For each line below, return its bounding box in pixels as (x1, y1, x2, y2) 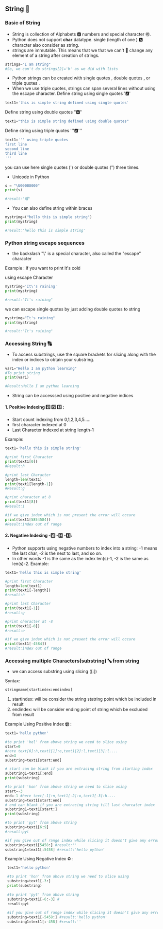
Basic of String (5, 19, 41, 26)
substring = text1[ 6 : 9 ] (5, 825, 49, 830)
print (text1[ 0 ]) (5, 459, 38, 464)
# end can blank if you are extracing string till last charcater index (5, 802, 155, 807)
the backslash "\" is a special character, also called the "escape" (12, 251, 141, 256)
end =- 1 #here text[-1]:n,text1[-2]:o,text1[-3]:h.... (5, 793, 116, 798)
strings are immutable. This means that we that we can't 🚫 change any (12, 47, 153, 53)
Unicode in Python (12, 174, 49, 180)
